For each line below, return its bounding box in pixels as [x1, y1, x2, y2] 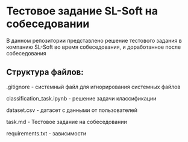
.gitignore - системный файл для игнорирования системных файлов [6, 83, 181, 90]
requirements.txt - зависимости [6, 129, 87, 137]
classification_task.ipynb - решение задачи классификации [6, 94, 157, 102]
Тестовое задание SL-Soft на [6, 4, 158, 18]
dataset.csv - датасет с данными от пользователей [6, 106, 137, 114]
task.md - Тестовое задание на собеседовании [6, 118, 128, 125]
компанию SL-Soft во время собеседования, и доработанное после [6, 43, 181, 51]
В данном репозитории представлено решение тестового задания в [6, 37, 182, 44]
